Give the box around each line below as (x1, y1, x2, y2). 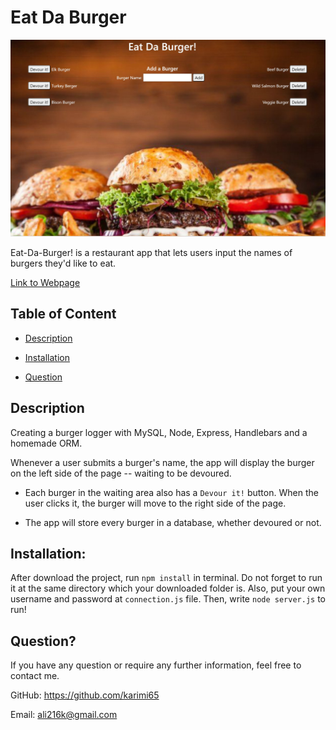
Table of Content (10, 306, 117, 323)
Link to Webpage (10, 276, 81, 288)
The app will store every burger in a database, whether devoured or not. (24, 516, 322, 528)
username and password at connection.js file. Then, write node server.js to (10, 593, 326, 605)
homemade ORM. (10, 437, 83, 449)
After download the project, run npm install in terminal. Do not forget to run (10, 572, 323, 584)
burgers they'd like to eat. (10, 257, 117, 269)
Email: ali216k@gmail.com (10, 709, 118, 721)
